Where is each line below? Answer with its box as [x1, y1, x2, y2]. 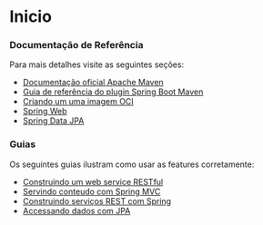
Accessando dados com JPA [22, 205, 131, 216]
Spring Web [22, 106, 67, 117]
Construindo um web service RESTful [22, 176, 164, 187]
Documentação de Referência [9, 39, 144, 52]
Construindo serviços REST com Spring [22, 195, 171, 206]
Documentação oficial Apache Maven [22, 77, 164, 88]
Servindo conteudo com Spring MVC [22, 186, 161, 197]
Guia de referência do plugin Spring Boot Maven [22, 86, 204, 97]
